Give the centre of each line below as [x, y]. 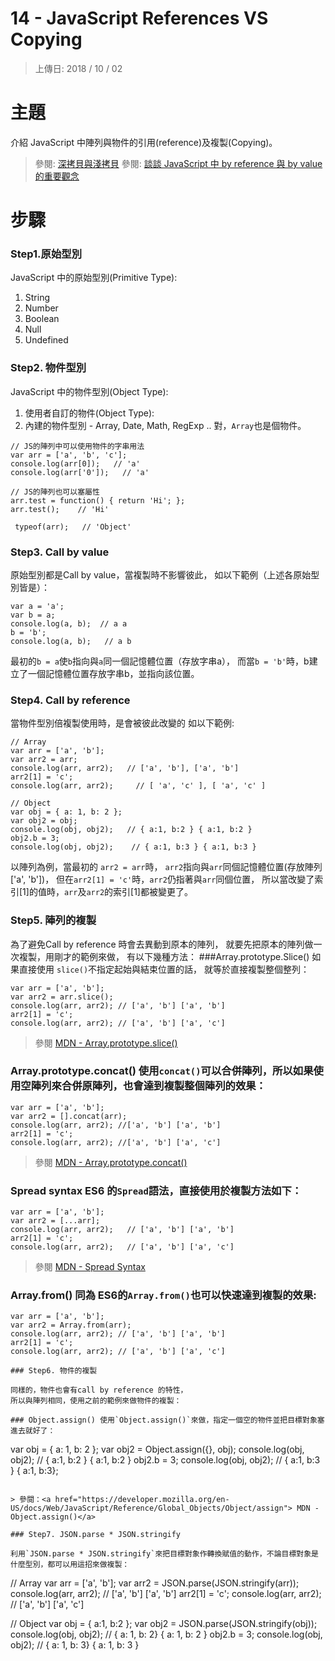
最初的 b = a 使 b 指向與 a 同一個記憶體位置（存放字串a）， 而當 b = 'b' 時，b [160, 661]
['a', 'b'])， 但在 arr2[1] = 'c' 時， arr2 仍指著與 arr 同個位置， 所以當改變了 [162, 879]
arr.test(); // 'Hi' [60, 509]
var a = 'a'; [37, 606]
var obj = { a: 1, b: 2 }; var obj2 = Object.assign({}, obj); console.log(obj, [157, 1449]
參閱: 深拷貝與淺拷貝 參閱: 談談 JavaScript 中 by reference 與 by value [178, 163]
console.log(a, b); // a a [69, 623]
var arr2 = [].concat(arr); [69, 1116]
